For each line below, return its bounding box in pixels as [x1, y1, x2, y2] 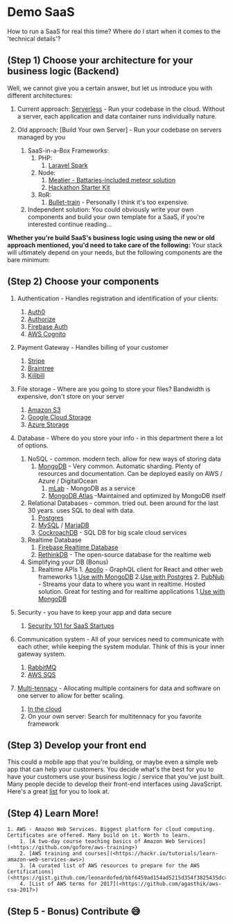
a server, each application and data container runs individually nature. [17, 112, 217, 120]
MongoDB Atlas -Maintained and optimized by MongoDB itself [48, 491, 226, 499]
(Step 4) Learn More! [7, 807, 99, 819]
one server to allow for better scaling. [17, 691, 125, 699]
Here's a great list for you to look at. [7, 787, 110, 796]
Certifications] [7, 869, 54, 875]
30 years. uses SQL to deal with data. [27, 506, 135, 514]
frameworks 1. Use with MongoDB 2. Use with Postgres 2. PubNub [37, 572, 225, 581]
